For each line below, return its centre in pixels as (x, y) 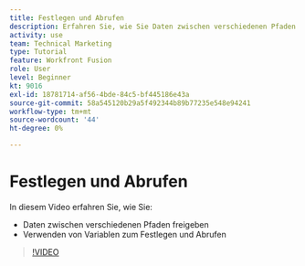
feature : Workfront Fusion (61, 60)
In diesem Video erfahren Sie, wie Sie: (81, 207)
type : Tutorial (38, 52)
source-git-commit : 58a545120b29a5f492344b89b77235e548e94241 (130, 103)
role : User (30, 69)
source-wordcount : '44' (55, 120)
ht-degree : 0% (37, 129)
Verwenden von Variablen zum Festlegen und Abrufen (124, 234)
